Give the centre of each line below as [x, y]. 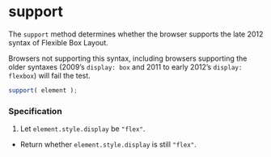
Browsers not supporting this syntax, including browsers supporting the [128, 58]
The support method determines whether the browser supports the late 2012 [136, 34]
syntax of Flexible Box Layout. [59, 42]
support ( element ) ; [43, 90]
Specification [35, 111]
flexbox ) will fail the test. [49, 75]
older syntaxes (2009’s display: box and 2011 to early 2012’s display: [125, 66]
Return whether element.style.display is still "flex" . [108, 145]
